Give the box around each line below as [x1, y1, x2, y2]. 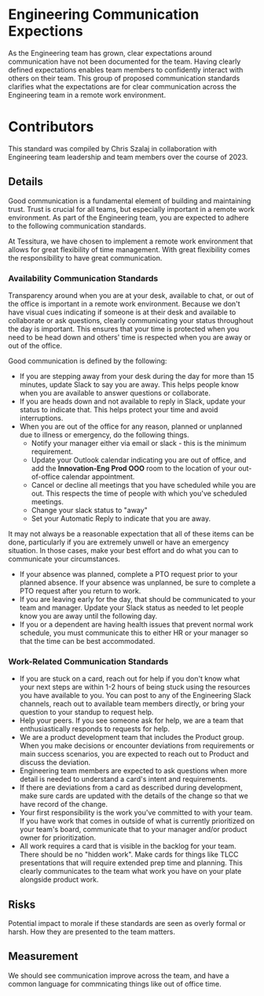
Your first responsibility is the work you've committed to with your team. [19, 808, 253, 817]
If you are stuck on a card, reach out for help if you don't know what [19, 674, 240, 683]
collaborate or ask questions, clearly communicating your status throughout [8, 315, 254, 325]
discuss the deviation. [19, 758, 91, 767]
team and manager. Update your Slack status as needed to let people [19, 603, 244, 612]
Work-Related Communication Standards [8, 656, 169, 667]
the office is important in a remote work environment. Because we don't [8, 299, 241, 308]
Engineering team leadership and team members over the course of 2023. [8, 152, 248, 162]
